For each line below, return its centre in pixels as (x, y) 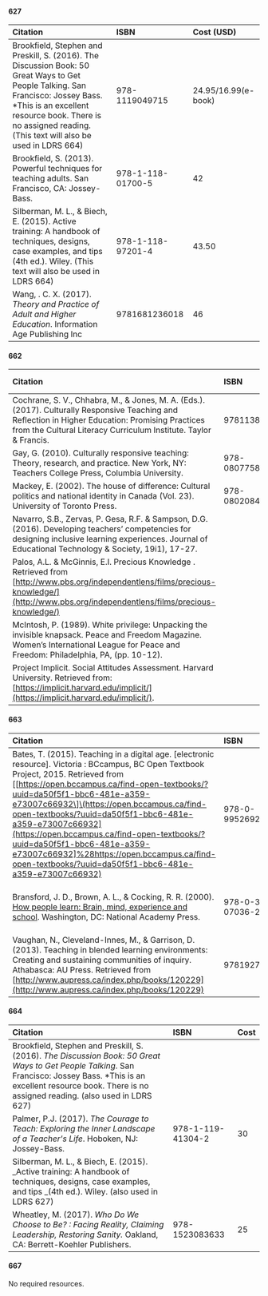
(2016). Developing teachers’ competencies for (102, 529)
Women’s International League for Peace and (97, 645)
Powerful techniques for (57, 169)
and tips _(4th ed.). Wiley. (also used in (85, 1191)
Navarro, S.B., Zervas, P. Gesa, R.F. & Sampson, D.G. (110, 519)
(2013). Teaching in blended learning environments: (110, 949)
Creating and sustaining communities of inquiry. (102, 960)
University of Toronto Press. (65, 506)
